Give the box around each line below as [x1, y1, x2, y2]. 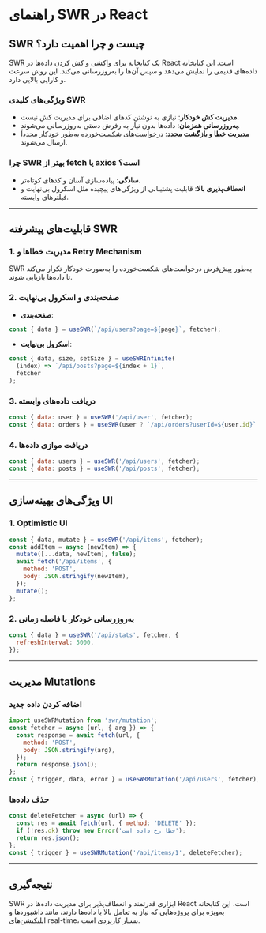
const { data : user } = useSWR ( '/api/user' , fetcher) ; [9, 413, 193, 422]
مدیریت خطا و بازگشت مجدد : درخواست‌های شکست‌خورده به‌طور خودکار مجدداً [20, 129, 250, 139]
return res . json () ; [16, 834, 81, 842]
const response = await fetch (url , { [16, 731, 140, 739]
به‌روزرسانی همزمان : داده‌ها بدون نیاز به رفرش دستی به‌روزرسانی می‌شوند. [20, 121, 240, 130]
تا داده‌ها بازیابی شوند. [9, 273, 73, 282]
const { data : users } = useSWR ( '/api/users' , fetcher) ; [9, 457, 200, 465]
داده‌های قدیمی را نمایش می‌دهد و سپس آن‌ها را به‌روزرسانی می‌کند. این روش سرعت [9, 66, 258, 76]
